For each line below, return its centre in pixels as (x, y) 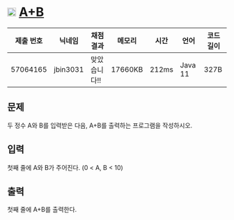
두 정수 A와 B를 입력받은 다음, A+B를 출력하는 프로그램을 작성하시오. (100, 125)
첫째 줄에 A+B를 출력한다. (42, 210)
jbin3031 (69, 69)
